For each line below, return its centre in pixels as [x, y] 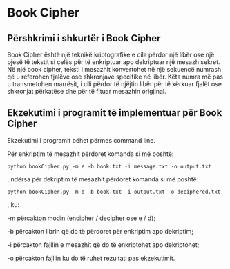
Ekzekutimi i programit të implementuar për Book [115, 113]
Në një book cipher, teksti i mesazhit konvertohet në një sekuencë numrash [114, 69]
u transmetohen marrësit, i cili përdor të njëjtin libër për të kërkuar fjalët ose [115, 84]
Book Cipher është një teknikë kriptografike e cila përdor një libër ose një [111, 54]
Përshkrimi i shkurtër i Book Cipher [84, 38]
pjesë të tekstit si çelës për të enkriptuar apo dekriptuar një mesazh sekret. [114, 62]
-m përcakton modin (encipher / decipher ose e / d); [82, 218]
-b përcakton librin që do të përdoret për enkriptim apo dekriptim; [100, 231]
